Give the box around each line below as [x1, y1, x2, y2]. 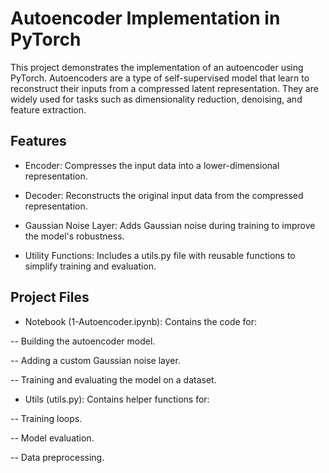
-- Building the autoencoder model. [10, 335, 156, 347]
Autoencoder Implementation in [10, 7, 281, 30]
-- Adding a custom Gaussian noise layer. [10, 354, 181, 366]
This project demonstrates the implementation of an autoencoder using [10, 61, 304, 73]
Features [10, 133, 67, 150]
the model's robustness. [24, 230, 125, 242]
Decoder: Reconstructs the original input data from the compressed [24, 189, 304, 201]
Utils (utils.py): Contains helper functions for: [24, 393, 210, 405]
